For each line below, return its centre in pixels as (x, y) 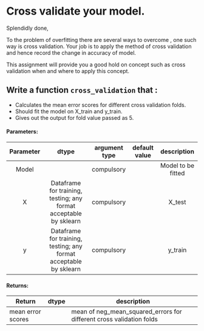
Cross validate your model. (76, 11)
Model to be (177, 165)
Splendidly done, (27, 28)
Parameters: (22, 131)
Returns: (18, 285)
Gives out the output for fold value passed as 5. (74, 117)
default (143, 147)
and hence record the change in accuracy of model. (71, 52)
